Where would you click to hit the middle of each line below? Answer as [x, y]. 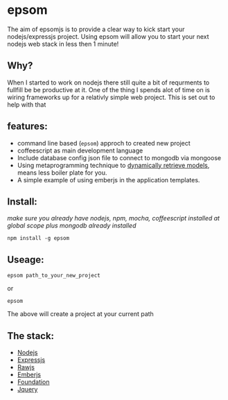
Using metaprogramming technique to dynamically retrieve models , [113, 165]
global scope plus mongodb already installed [72, 226]
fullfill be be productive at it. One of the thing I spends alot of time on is [108, 89]
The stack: [30, 336]
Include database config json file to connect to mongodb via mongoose [119, 157]
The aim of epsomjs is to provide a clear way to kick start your [96, 29]
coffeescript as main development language [80, 150]
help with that [27, 104]
